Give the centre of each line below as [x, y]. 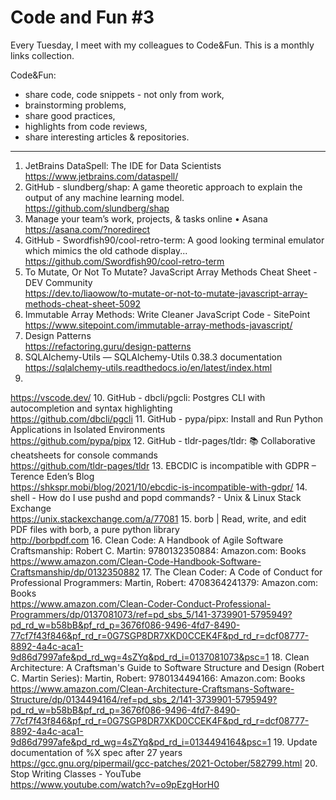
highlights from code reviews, [86, 126]
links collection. [42, 55]
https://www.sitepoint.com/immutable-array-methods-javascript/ [158, 325]
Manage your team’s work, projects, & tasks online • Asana [146, 218]
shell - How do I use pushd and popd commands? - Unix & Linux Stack [156, 497]
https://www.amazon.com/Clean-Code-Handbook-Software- [136, 561]
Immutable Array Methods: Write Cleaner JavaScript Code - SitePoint [167, 314]
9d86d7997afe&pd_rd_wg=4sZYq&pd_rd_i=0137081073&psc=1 [140, 657]
